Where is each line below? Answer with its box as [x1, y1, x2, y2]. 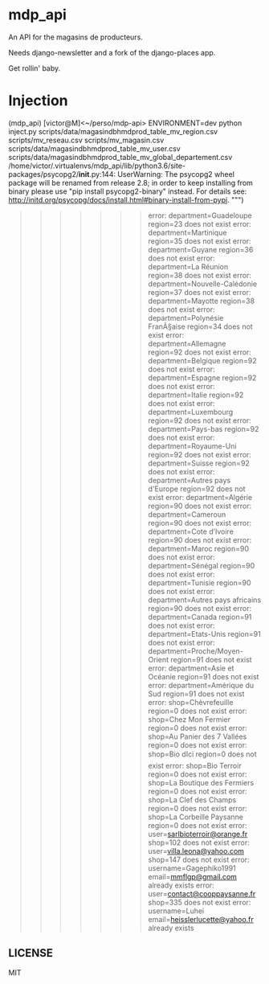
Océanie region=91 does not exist [148, 671, 259, 681]
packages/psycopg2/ [8, 169, 79, 178]
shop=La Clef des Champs [148, 794, 237, 805]
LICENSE [8, 946, 54, 960]
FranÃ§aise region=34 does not [148, 322, 253, 331]
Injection [8, 92, 68, 110]
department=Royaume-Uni [148, 441, 237, 451]
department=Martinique [148, 228, 227, 237]
